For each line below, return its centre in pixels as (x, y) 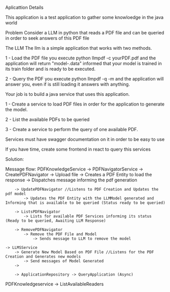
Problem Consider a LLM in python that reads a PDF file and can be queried (85, 33)
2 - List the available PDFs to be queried (47, 119)
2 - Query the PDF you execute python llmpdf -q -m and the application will (85, 79)
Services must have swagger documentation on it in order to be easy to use (85, 139)
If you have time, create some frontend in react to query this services (78, 149)
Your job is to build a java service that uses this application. (68, 94)
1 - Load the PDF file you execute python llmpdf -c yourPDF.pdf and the (81, 58)
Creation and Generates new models (43, 257)
